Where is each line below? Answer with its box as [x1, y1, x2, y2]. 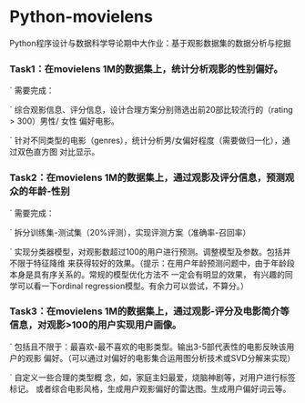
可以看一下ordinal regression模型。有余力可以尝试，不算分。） [16, 280, 249, 291]
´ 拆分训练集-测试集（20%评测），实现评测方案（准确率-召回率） [9, 227, 251, 237]
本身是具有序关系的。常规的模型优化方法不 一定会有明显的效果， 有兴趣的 [9, 268, 285, 279]
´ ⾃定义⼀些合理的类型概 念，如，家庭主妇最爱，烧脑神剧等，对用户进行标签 [9, 371, 296, 383]
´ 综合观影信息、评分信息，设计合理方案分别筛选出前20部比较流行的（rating [9, 105, 293, 116]
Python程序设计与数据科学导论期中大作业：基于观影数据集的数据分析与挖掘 [9, 37, 291, 48]
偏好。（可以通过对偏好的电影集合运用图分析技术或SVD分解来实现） [43, 352, 296, 363]
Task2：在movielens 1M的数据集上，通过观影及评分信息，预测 [9, 171, 285, 184]
